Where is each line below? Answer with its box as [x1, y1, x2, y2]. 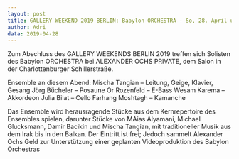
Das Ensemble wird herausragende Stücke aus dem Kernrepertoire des [7, 107, 216, 116]
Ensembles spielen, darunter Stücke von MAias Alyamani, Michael [7, 115, 201, 124]
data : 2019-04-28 [7, 30, 59, 38]
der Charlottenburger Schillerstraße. [7, 65, 114, 73]
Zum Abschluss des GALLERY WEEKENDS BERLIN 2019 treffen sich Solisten [7, 50, 231, 58]
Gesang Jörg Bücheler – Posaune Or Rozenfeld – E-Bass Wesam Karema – [7, 86, 225, 94]
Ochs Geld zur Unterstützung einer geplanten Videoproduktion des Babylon [7, 138, 229, 146]
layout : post [7, 10, 46, 18]
